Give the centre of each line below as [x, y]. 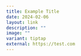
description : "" [26, 28]
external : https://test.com [41, 44]
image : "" [18, 33]
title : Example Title [33, 11]
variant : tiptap [26, 38]
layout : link [22, 22]
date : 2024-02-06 [27, 17]
